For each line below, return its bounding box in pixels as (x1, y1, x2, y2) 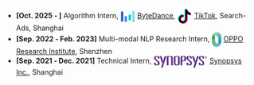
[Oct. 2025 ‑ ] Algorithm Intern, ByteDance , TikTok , (15, 10, 218, 20)
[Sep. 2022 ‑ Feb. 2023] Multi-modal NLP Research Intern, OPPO (15, 33, 244, 44)
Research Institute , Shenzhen (15, 47, 113, 56)
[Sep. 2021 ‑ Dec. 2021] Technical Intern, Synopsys (15, 56, 242, 66)
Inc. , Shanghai (15, 68, 64, 76)
